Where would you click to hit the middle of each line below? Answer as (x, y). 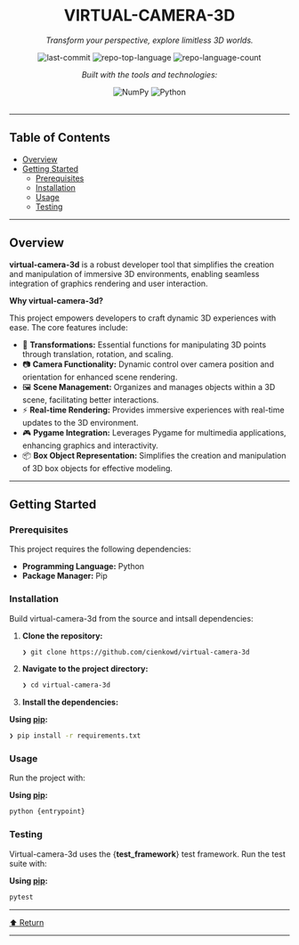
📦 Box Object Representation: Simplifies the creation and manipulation (154, 455)
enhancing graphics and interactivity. (90, 445)
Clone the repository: (62, 635)
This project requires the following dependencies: (100, 550)
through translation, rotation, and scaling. (97, 354)
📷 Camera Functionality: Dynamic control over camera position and (148, 364)
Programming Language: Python (83, 566)
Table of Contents (60, 138)
